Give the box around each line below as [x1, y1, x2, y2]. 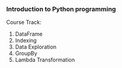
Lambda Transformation [14, 56, 75, 64]
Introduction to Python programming [6, 5, 117, 13]
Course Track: [6, 19, 42, 26]
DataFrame [14, 30, 43, 38]
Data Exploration [14, 43, 57, 50]
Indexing [14, 37, 37, 44]
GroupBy [14, 50, 37, 57]
